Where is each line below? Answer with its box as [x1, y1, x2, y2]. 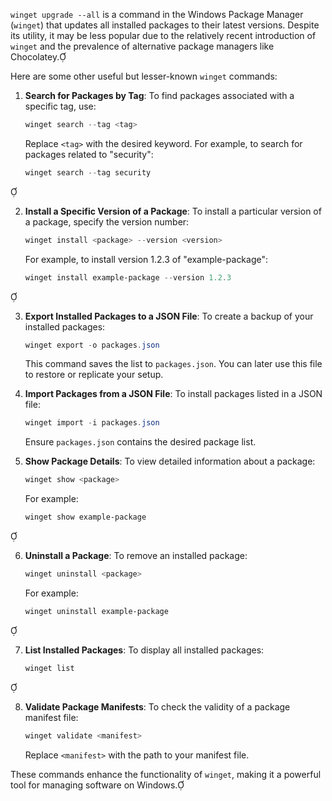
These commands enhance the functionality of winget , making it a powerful [10, 768, 322, 780]
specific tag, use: [24, 100, 97, 112]
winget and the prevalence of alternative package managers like [10, 40, 275, 52]
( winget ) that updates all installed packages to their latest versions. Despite [10, 19, 320, 31]
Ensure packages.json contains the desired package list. [24, 436, 257, 448]
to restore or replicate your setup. [24, 369, 164, 381]
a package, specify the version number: [24, 215, 190, 228]
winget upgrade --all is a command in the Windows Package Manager [10, 9, 304, 20]
